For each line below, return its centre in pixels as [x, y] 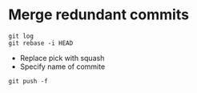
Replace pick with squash [62, 58]
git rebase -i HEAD [41, 43]
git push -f [28, 81]
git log [21, 36]
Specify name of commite [62, 67]
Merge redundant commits [99, 15]
